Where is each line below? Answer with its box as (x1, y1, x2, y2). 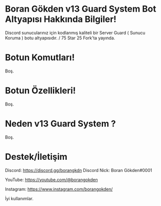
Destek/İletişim (5, 151, 68, 162)
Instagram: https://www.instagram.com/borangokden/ (5, 186, 113, 192)
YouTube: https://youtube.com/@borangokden (5, 176, 98, 183)
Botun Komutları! (5, 52, 75, 63)
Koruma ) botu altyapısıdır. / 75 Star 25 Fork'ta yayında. (5, 35, 115, 41)
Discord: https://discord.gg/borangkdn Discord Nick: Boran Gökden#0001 (5, 167, 152, 173)
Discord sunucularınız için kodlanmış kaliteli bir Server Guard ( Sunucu (5, 30, 145, 35)
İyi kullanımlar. (5, 195, 34, 201)
